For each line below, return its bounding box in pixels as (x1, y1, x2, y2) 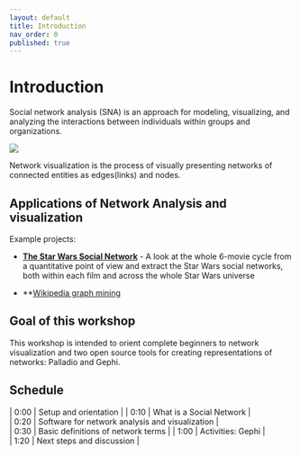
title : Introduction (9, 22, 87, 31)
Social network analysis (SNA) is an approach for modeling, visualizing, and (9, 107, 290, 118)
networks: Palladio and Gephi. (9, 356, 121, 367)
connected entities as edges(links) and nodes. (9, 170, 181, 181)
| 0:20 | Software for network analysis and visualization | (9, 415, 219, 427)
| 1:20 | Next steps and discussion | (9, 435, 140, 446)
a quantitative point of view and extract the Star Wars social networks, (22, 261, 284, 271)
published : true (9, 38, 70, 48)
